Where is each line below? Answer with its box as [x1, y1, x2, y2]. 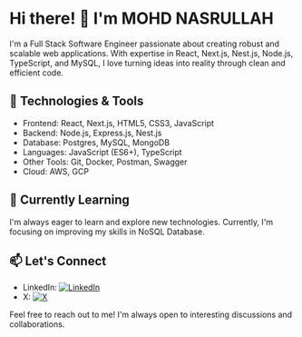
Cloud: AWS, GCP [22, 165, 89, 176]
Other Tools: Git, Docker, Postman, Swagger [22, 156, 188, 167]
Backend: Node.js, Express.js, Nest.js [22, 127, 162, 138]
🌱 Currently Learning [9, 193, 130, 208]
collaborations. [9, 319, 65, 330]
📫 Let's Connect [9, 253, 107, 269]
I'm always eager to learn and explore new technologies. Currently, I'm [9, 216, 274, 227]
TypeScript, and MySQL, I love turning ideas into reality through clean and [9, 57, 286, 68]
